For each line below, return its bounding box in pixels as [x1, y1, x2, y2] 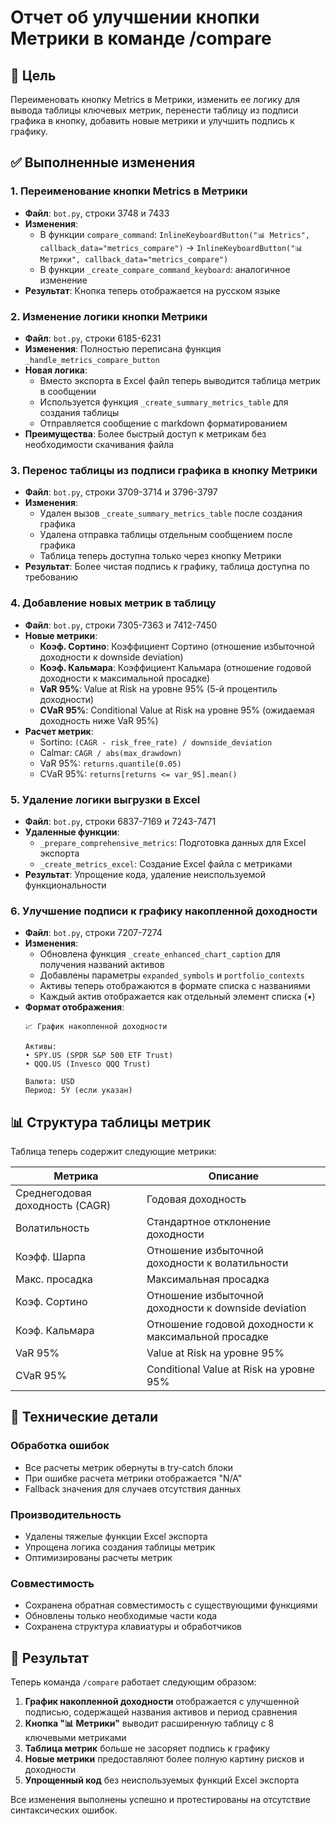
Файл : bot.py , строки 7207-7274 [24, 927, 163, 939]
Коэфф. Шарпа [15, 1249, 86, 1263]
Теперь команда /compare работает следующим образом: [10, 1676, 257, 1688]
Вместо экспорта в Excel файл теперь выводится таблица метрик [39, 374, 321, 386]
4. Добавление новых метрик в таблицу [10, 596, 217, 610]
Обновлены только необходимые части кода [24, 1610, 218, 1622]
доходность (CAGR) [15, 1198, 112, 1212]
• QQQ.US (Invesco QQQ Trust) [24, 1059, 152, 1070]
